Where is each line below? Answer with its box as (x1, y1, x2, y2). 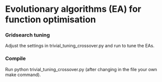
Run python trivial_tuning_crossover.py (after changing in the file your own (5, 66, 158, 72)
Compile (5, 55, 26, 62)
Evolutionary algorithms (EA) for (5, 3, 142, 15)
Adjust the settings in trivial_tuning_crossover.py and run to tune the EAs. (5, 43, 155, 49)
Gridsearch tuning (5, 32, 50, 39)
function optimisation (5, 14, 96, 25)
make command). (5, 72, 41, 78)
